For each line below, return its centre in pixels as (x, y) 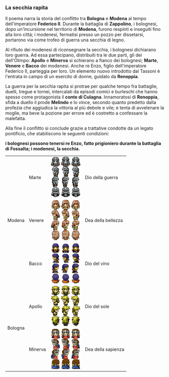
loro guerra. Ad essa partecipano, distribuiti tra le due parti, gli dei (74, 55)
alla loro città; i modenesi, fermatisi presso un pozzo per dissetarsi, (75, 35)
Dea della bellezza (104, 221)
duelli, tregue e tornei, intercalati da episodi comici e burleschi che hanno (81, 92)
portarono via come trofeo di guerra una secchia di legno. (65, 40)
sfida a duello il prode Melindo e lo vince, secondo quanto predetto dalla (81, 102)
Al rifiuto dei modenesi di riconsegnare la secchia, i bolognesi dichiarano (81, 50)
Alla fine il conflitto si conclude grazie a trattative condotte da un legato (79, 128)
